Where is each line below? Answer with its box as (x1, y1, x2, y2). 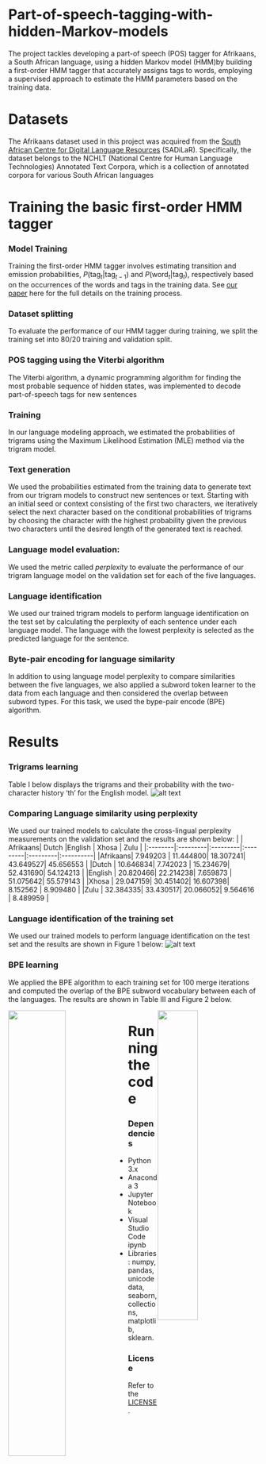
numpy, (131, 1257, 157, 1267)
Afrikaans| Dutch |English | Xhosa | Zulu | (8, 843, 142, 853)
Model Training (8, 243, 68, 254)
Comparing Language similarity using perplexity (8, 807, 198, 819)
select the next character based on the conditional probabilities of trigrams (8, 507, 252, 517)
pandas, (127, 1266, 154, 1275)
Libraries (127, 1249, 157, 1258)
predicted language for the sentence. (8, 634, 130, 643)
